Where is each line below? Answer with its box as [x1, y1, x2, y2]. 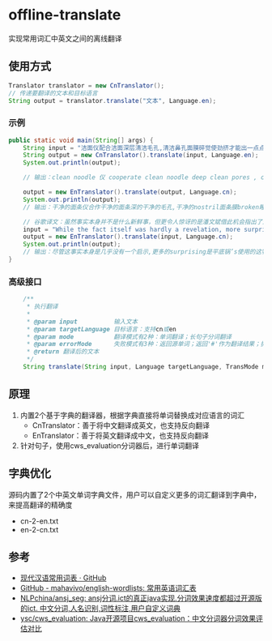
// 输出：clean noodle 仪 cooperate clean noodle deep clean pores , [23, 173, 257, 182]
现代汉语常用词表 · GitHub [19, 573, 107, 583]
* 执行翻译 [26, 302, 58, 311]
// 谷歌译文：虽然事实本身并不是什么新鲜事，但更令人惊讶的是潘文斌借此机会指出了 [23, 217, 263, 226]
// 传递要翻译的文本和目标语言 [8, 89, 99, 97]
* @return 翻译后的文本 [26, 348, 100, 356]
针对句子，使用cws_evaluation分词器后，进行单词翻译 [19, 440, 200, 451]
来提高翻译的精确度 [8, 500, 73, 510]
